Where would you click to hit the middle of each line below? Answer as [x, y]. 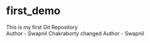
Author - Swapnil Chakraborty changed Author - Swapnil [75, 33]
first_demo [33, 11]
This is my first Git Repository [42, 27]
